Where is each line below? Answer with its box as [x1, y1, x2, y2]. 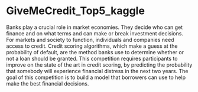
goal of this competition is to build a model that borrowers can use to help [6, 74, 186, 81]
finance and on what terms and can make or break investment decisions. [6, 29, 183, 37]
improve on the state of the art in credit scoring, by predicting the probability [6, 61, 193, 68]
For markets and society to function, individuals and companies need [6, 36, 174, 43]
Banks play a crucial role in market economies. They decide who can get [6, 24, 183, 31]
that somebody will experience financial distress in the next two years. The [6, 67, 189, 74]
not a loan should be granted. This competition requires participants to [6, 55, 178, 62]
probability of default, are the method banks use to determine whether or [6, 48, 184, 55]
